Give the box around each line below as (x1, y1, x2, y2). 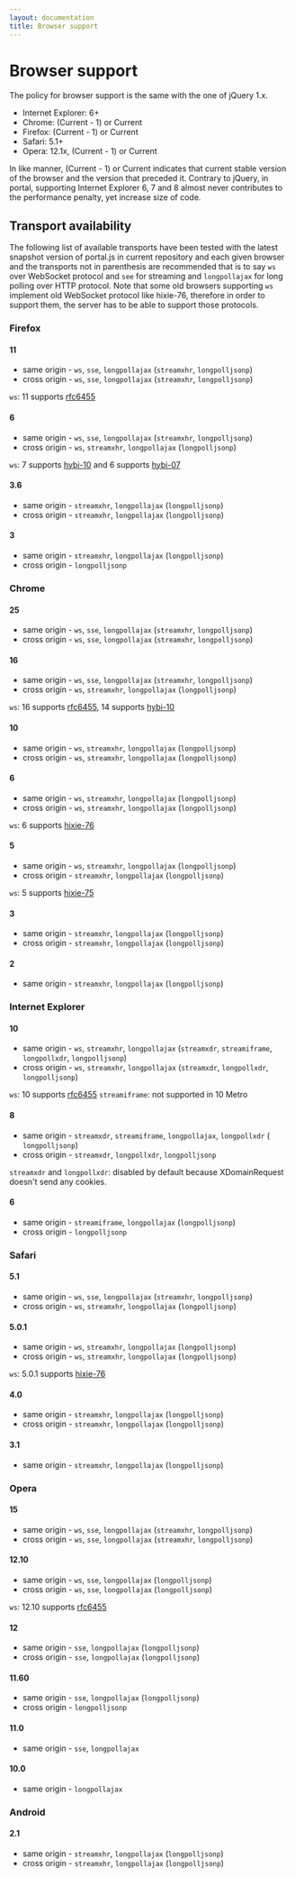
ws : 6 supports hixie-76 (9, 819, 94, 830)
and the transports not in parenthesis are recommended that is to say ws (9, 261, 276, 272)
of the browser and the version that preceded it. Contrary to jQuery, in (9, 173, 269, 184)
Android (9, 1806, 46, 1818)
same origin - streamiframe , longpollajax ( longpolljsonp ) (22, 1216, 237, 1227)
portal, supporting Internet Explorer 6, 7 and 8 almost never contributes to (9, 182, 283, 194)
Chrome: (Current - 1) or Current (22, 117, 142, 128)
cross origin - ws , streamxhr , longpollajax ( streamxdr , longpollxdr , (22, 1062, 269, 1073)
